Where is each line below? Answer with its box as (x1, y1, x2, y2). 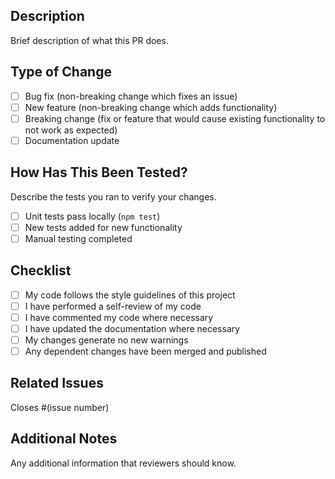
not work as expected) (24, 124, 118, 136)
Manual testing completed (24, 232, 133, 244)
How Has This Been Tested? (10, 164, 188, 181)
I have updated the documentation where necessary (24, 322, 241, 334)
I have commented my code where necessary (24, 311, 214, 323)
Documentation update (24, 134, 120, 146)
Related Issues (10, 375, 104, 392)
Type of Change (10, 64, 112, 81)
